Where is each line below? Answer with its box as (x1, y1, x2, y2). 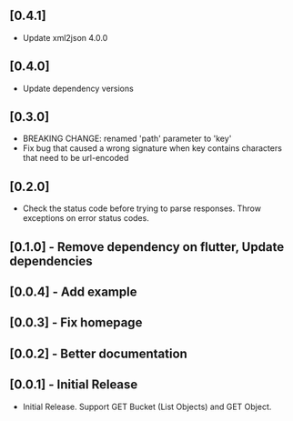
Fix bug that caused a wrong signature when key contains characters (22, 143, 282, 154)
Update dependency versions (22, 83, 134, 94)
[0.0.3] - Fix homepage (9, 315, 143, 331)
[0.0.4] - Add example (9, 285, 137, 300)
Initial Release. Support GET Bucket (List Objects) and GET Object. (22, 401, 272, 412)
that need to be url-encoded (22, 153, 129, 164)
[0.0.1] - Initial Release (9, 377, 138, 393)
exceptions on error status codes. (22, 213, 150, 224)
